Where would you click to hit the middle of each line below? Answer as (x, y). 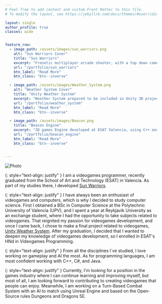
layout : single (20, 23)
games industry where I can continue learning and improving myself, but (77, 275)
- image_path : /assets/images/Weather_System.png (60, 85)
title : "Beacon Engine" (38, 126)
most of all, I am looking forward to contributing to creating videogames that (81, 280)
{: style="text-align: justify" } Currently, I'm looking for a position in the (75, 270)
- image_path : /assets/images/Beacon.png (52, 121)
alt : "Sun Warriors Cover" (41, 54)
